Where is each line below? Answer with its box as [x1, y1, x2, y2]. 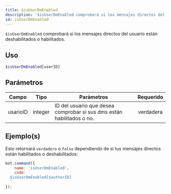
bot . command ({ [5, 160, 36, 166]
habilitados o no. [54, 115, 94, 122]
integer [33, 108, 50, 115]
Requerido [137, 93, 163, 101]
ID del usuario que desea [54, 102, 115, 109]
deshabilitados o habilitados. [5, 36, 65, 42]
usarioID [8, 108, 28, 115]
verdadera [138, 108, 163, 115]
